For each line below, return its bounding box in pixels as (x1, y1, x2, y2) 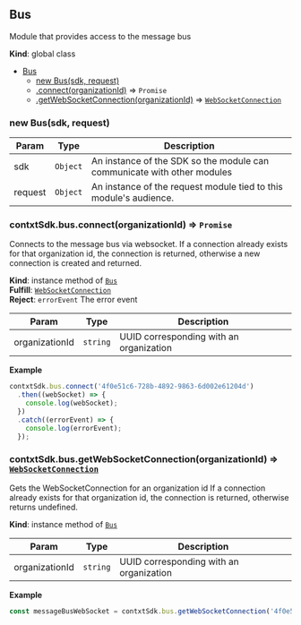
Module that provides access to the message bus (9, 30, 192, 41)
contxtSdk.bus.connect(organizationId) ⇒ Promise (9, 218, 233, 231)
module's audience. (90, 192, 175, 204)
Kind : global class (9, 48, 76, 59)
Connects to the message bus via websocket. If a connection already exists (9, 239, 288, 250)
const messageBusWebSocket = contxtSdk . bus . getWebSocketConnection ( (9, 606, 271, 616)
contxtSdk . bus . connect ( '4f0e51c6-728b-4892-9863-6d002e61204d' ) (9, 382, 254, 391)
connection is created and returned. (9, 258, 142, 269)
